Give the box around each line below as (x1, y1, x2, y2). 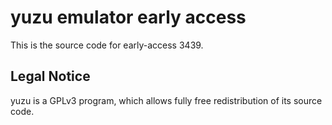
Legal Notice (10, 68, 91, 85)
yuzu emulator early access (10, 6, 247, 29)
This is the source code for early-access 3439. (10, 39, 204, 51)
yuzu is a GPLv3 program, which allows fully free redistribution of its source (10, 94, 323, 106)
